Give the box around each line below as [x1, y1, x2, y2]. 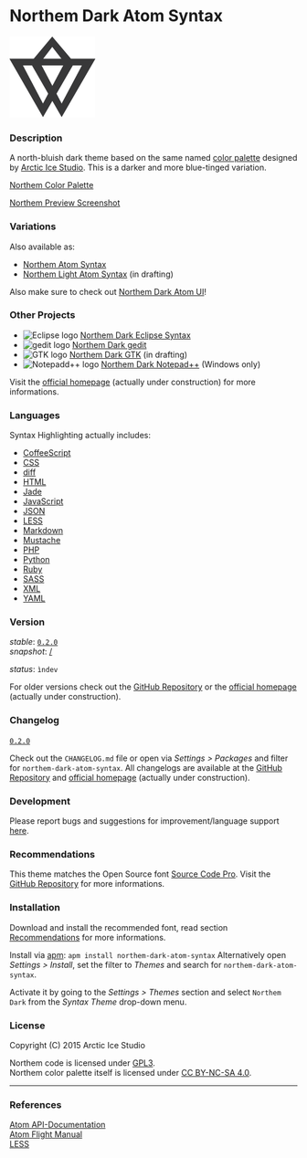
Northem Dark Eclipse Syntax [79, 330, 192, 341]
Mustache [22, 535, 61, 546]
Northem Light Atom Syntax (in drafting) [22, 268, 174, 279]
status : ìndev [9, 664, 58, 675]
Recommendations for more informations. [9, 932, 166, 942]
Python [22, 554, 50, 565]
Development [9, 795, 71, 807]
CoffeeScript [22, 447, 71, 458]
